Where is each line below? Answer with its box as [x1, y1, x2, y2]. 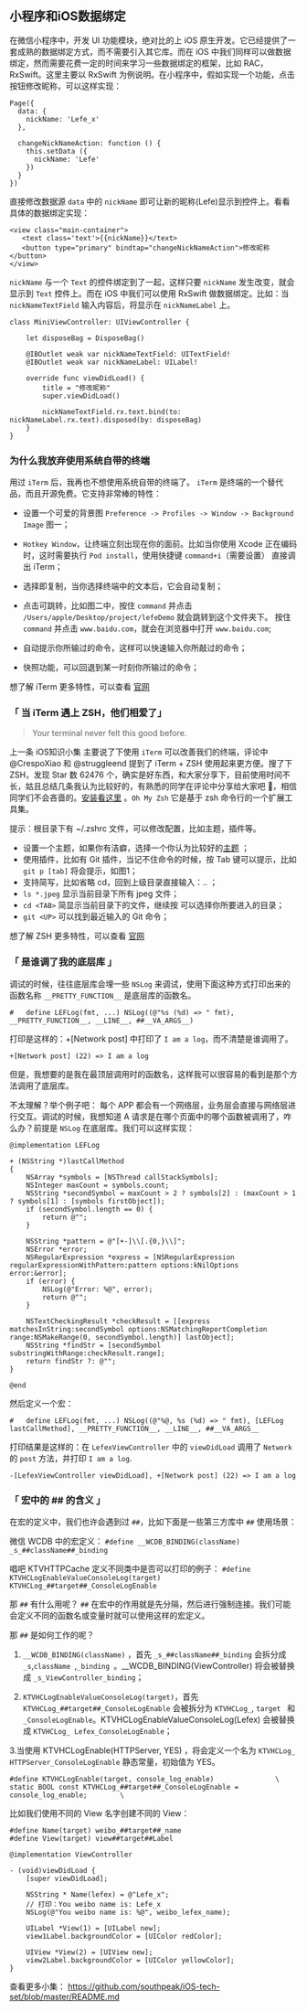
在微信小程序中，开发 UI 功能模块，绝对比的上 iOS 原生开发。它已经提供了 [9, 35, 289, 46]
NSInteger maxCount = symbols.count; [26, 1181, 170, 1190]
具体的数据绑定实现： [9, 207, 90, 218]
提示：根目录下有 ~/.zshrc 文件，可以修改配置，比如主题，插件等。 [9, 823, 262, 834]
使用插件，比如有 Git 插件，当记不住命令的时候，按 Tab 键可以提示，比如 [22, 854, 297, 865]
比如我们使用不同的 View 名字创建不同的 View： [9, 1808, 190, 1818]
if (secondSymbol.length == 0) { [26, 1204, 153, 1214]
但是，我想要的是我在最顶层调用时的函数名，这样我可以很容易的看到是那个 [9, 1068, 290, 1079]
